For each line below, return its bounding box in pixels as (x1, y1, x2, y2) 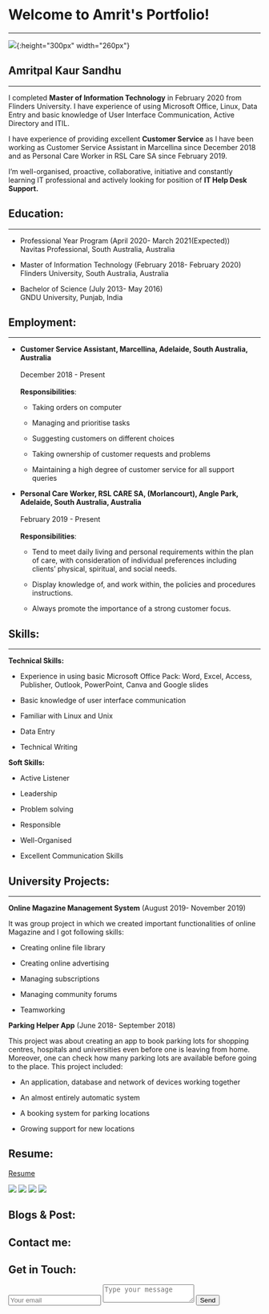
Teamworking (19, 1005, 66, 1015)
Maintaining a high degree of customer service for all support (31, 465, 235, 474)
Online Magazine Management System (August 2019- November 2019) (8, 903, 247, 913)
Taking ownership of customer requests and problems (31, 450, 211, 459)
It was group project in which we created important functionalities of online (8, 919, 256, 928)
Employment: (8, 315, 77, 329)
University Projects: (8, 874, 110, 888)
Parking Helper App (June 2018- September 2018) (8, 1021, 176, 1030)
